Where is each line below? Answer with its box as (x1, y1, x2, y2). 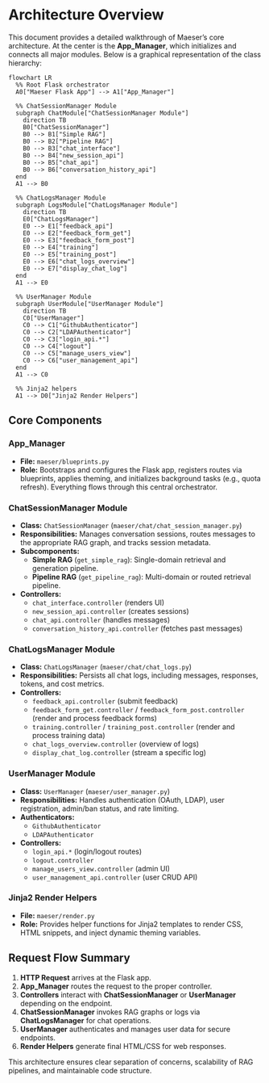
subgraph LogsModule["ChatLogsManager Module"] (15, 200, 179, 209)
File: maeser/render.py (19, 910, 95, 920)
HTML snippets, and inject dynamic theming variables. (19, 927, 201, 938)
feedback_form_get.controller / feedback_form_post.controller (31, 705, 245, 715)
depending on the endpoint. (19, 998, 113, 1008)
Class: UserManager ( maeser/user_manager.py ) (19, 786, 171, 796)
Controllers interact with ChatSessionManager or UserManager (19, 989, 236, 999)
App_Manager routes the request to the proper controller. (19, 981, 213, 991)
